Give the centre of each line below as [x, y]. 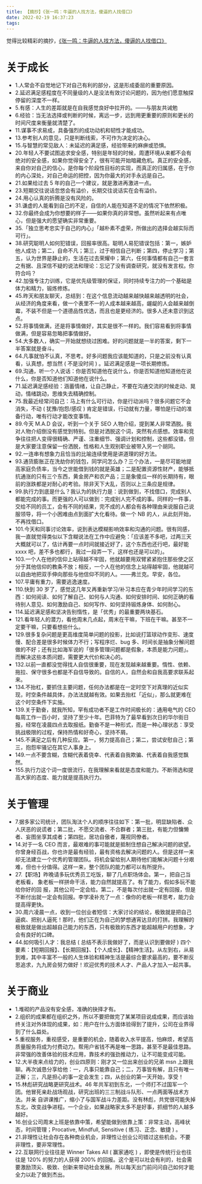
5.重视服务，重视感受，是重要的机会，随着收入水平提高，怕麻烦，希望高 [104, 1040]
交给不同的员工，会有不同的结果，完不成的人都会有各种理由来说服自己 [102, 507]
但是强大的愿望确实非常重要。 [63, 221]
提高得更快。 [31, 905]
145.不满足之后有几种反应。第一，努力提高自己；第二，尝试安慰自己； [102, 740]
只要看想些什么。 [63, 627]
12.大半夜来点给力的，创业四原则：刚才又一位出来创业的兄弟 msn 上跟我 [104, 1062]
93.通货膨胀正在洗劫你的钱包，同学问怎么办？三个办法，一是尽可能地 [100, 462]
